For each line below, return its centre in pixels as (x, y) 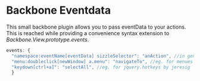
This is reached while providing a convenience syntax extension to (88, 33)
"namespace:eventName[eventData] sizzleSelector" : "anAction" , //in (98, 56)
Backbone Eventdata (59, 10)
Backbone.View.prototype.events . (48, 39)
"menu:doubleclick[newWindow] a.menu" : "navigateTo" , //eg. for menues (102, 61)
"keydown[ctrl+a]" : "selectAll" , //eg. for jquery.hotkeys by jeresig (101, 67)
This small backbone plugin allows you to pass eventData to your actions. (96, 27)
